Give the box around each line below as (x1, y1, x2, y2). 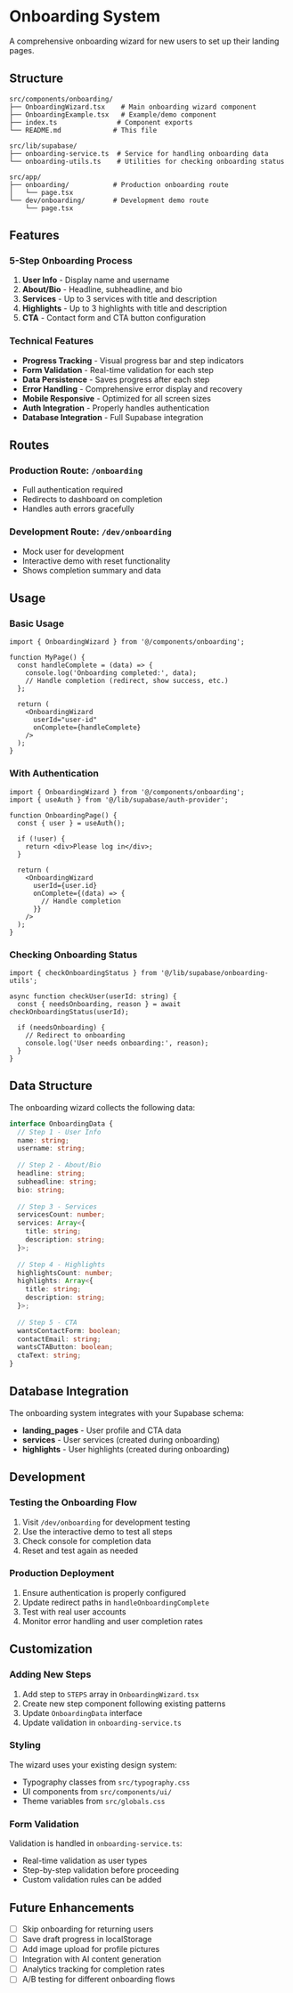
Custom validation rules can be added (21, 1875, 162, 1885)
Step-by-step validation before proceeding (21, 1865, 180, 1875)
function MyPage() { (9, 653, 86, 663)
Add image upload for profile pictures (21, 1944, 160, 1955)
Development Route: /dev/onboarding (9, 525, 172, 538)
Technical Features (9, 335, 94, 347)
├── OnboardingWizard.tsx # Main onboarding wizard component (9, 102, 256, 111)
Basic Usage (9, 617, 65, 630)
